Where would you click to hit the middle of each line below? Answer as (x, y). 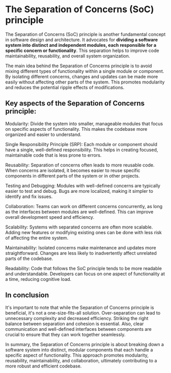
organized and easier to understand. (43, 134)
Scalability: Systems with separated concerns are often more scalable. (79, 227)
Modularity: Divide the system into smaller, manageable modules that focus (84, 124)
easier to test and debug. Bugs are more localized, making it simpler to (79, 191)
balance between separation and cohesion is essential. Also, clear (75, 324)
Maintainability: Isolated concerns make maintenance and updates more (81, 247)
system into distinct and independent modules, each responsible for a (81, 45)
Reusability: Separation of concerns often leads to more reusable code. (80, 165)
